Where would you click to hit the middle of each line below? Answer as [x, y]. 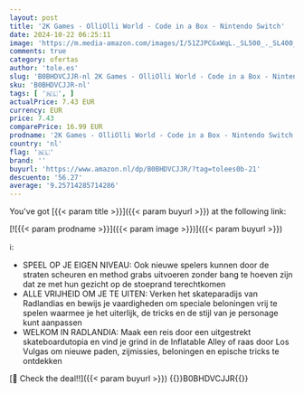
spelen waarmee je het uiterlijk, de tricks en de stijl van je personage [150, 313]
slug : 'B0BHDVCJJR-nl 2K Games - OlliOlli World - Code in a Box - [139, 77]
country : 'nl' [36, 144]
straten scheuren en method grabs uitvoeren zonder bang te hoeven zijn [157, 275]
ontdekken [43, 361]
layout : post [34, 18]
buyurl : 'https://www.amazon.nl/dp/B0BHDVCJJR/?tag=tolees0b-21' [135, 169]
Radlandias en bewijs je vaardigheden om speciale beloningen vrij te [150, 304]
